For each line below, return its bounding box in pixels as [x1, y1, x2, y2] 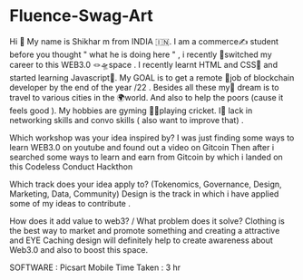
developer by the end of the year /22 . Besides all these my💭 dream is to [9, 82, 279, 92]
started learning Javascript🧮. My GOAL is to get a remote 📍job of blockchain [9, 72, 295, 82]
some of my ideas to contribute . [9, 198, 132, 208]
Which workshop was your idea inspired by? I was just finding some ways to [9, 132, 295, 143]
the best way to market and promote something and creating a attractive [9, 225, 280, 236]
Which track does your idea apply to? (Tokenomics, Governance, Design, [9, 179, 283, 189]
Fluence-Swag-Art [9, 5, 154, 26]
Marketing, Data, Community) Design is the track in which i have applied [9, 188, 279, 199]
